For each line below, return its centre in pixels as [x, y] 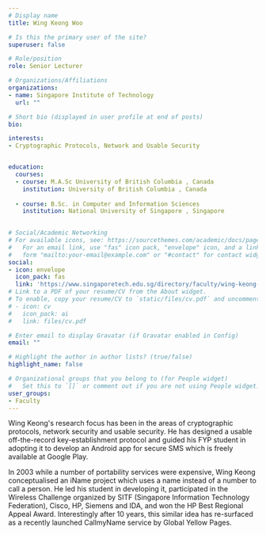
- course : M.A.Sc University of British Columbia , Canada [115, 182]
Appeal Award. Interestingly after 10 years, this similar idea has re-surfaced [131, 514]
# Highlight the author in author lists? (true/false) [101, 357]
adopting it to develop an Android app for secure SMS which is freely [121, 449]
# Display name [33, 15]
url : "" [28, 102]
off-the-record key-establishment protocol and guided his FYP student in [127, 440]
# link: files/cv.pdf [47, 321]
